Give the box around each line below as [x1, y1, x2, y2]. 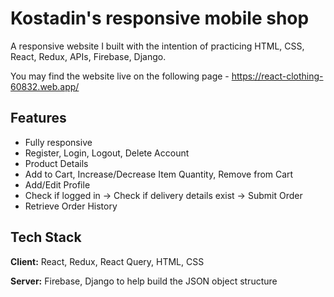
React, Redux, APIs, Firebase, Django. [10, 50, 167, 62]
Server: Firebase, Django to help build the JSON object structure [10, 275, 278, 287]
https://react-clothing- [231, 70, 324, 82]
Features [10, 110, 67, 127]
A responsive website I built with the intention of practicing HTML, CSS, [10, 40, 305, 52]
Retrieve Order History [24, 200, 118, 212]
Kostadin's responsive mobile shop [10, 7, 310, 30]
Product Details [24, 157, 89, 169]
